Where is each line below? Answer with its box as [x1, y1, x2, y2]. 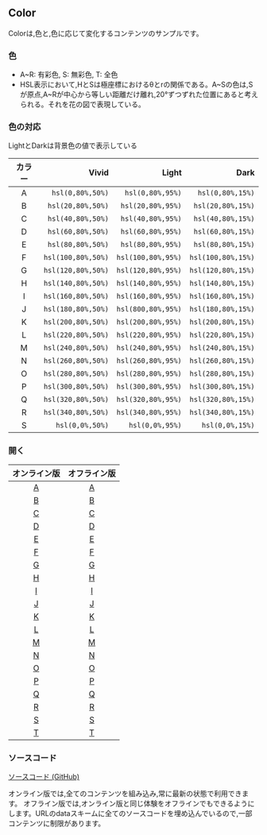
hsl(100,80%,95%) [116, 253, 183, 262]
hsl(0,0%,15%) [201, 421, 255, 430]
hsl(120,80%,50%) [43, 266, 110, 275]
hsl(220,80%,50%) [43, 331, 110, 340]
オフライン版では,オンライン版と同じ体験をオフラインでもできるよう [23, 798, 248, 808]
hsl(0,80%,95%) [124, 188, 183, 198]
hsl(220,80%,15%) [189, 331, 255, 340]
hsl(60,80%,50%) [47, 227, 110, 237]
